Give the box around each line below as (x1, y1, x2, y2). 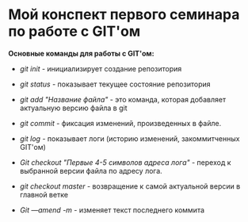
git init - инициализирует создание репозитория (19, 63, 182, 73)
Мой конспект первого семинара (8, 6, 240, 24)
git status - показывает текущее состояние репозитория (19, 79, 211, 89)
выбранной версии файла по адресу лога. (19, 166, 162, 175)
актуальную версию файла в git (19, 103, 128, 113)
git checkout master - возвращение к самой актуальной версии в (19, 181, 241, 191)
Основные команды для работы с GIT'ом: (8, 48, 155, 58)
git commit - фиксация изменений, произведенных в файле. (19, 118, 222, 128)
